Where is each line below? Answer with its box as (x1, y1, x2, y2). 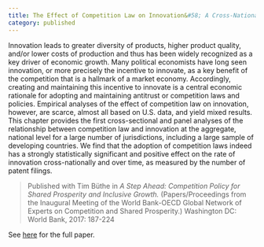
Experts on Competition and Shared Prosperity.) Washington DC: (27, 206, 237, 216)
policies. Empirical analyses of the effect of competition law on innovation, (8, 99, 249, 109)
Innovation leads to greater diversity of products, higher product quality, (8, 40, 241, 50)
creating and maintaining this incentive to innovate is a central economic (8, 82, 242, 91)
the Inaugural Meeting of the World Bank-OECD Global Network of (27, 197, 242, 207)
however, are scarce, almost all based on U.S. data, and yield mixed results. (8, 107, 253, 116)
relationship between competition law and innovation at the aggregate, (8, 124, 237, 134)
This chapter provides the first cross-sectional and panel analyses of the (8, 116, 244, 125)
